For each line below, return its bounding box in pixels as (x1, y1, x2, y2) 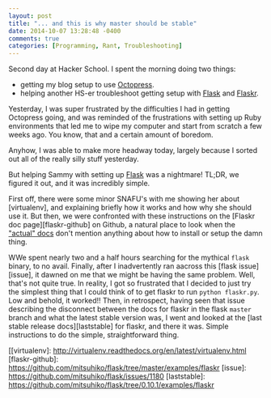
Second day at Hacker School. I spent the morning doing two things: (8, 64, 236, 74)
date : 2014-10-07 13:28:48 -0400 (8, 27, 121, 35)
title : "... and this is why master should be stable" (8, 19, 197, 28)
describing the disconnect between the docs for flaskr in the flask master (8, 304, 252, 314)
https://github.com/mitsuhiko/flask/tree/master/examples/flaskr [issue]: (8, 363, 247, 373)
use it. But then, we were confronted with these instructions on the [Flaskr (8, 211, 256, 221)
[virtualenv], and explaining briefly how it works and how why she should (8, 203, 252, 213)
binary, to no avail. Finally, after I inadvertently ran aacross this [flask (8, 261, 237, 271)
